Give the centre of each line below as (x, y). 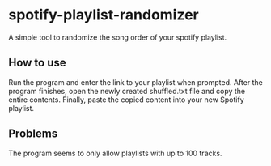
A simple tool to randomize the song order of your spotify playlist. (118, 37)
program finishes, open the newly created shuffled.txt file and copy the (127, 91)
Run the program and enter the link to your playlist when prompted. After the (135, 82)
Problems (33, 134)
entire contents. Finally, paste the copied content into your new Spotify (126, 100)
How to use (37, 63)
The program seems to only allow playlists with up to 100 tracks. (115, 153)
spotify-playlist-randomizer (104, 15)
